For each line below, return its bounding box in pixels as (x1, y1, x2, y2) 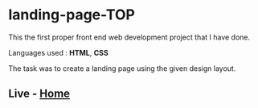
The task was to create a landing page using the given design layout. (8, 63, 236, 73)
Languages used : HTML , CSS (8, 48, 109, 57)
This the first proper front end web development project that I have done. (8, 32, 251, 42)
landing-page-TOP (8, 6, 135, 24)
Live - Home (8, 87, 71, 101)
